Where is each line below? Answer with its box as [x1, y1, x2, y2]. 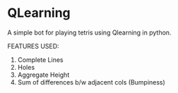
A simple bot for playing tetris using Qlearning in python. [7, 28, 172, 37]
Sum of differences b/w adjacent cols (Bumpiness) [17, 77, 166, 86]
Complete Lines [17, 55, 64, 64]
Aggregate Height [17, 70, 70, 79]
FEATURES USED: [7, 42, 59, 50]
